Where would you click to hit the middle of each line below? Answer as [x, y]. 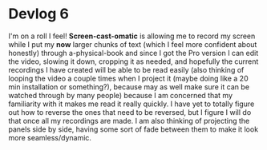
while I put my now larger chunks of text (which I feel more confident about [133, 44]
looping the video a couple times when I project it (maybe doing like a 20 [128, 78]
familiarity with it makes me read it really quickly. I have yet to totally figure [131, 104]
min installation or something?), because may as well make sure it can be [129, 87]
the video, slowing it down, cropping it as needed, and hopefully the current [133, 61]
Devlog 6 [39, 14]
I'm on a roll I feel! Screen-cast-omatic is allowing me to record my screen [132, 36]
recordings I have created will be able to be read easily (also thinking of [126, 69]
